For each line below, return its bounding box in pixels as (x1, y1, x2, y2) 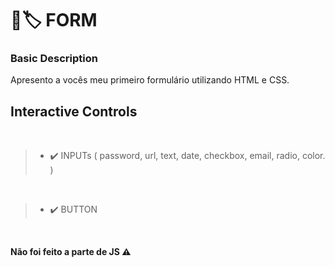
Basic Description (10, 52, 98, 66)
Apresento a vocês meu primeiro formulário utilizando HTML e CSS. (10, 74, 290, 86)
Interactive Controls (10, 103, 138, 120)
